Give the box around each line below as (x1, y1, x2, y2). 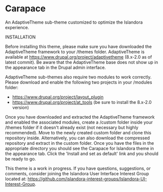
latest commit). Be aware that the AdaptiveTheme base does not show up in (5, 59, 158, 65)
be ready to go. (5, 156, 36, 161)
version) (12, 104, 29, 110)
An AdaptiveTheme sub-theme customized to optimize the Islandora (5, 19, 143, 25)
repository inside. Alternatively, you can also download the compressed (5, 135, 150, 141)
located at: (5, 176, 27, 182)
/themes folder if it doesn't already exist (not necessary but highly (5, 124, 138, 130)
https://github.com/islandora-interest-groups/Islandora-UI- (27, 176, 147, 182)
